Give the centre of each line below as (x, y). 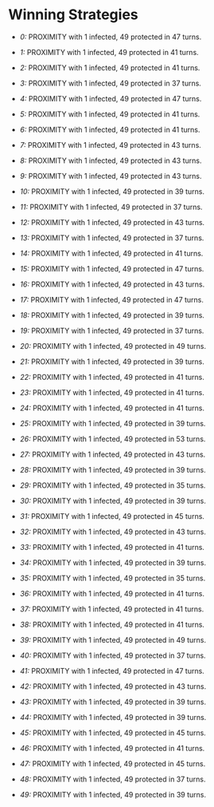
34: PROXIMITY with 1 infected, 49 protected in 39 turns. (113, 562)
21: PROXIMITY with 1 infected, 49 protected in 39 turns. (112, 362)
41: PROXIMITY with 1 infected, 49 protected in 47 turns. (112, 671)
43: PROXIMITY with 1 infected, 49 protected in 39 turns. (113, 702)
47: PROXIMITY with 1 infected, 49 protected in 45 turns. (113, 763)
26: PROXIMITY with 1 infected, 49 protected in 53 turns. (113, 439)
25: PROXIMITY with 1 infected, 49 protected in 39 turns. (113, 423)
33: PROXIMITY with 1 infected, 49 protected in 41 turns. (112, 547)
